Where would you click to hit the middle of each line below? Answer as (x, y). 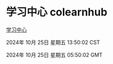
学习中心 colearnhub (57, 12)
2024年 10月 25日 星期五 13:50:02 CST (53, 42)
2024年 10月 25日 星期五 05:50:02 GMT (54, 55)
